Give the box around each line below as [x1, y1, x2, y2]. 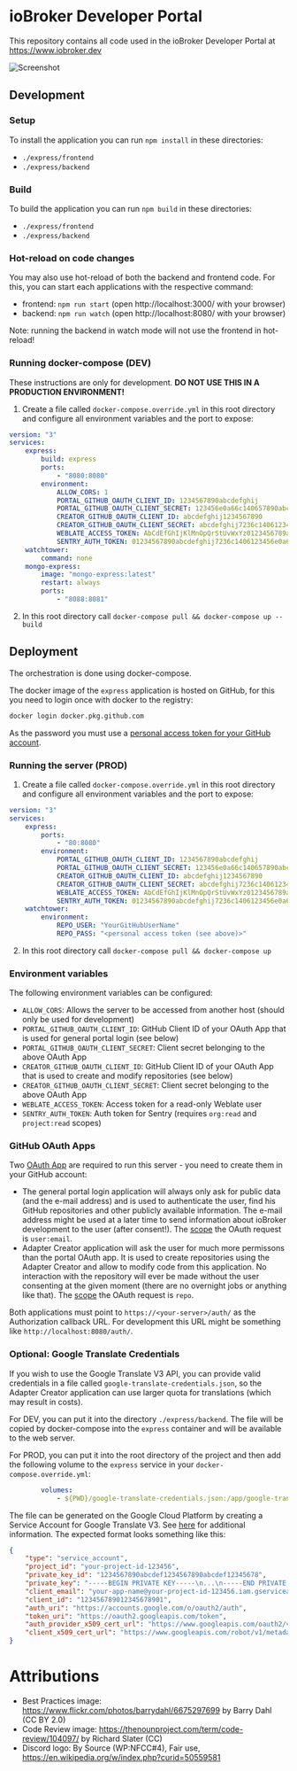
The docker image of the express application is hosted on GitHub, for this [9, 685, 276, 695]
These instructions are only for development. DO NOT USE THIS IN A [9, 377, 260, 387]
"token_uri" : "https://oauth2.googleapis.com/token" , [25, 1612, 227, 1620]
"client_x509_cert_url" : [25, 1628, 117, 1637]
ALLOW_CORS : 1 [56, 487, 109, 497]
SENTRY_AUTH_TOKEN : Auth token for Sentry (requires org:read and [21, 1108, 257, 1119]
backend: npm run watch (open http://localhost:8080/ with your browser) [21, 308, 286, 319]
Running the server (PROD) [9, 759, 128, 772]
